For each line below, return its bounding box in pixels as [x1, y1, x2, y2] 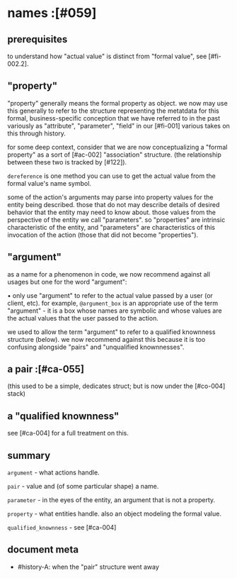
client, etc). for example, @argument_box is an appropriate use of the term [7, 299, 218, 307]
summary [7, 449, 51, 462]
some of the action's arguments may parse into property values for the [7, 193, 214, 201]
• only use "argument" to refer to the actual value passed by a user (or [7, 291, 214, 299]
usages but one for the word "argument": [7, 277, 127, 286]
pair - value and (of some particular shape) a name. [7, 482, 159, 491]
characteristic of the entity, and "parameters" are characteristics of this [7, 223, 216, 231]
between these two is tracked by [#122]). [7, 157, 127, 166]
